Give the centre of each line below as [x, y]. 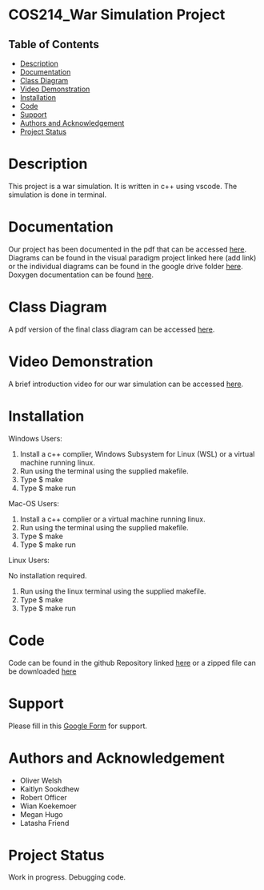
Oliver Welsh [41, 780]
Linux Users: [29, 560]
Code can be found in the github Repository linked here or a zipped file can [132, 662]
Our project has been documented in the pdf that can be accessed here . [127, 249]
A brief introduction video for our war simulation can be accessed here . [126, 384]
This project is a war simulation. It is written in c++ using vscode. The [123, 186]
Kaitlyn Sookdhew [50, 789]
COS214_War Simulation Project [117, 15]
